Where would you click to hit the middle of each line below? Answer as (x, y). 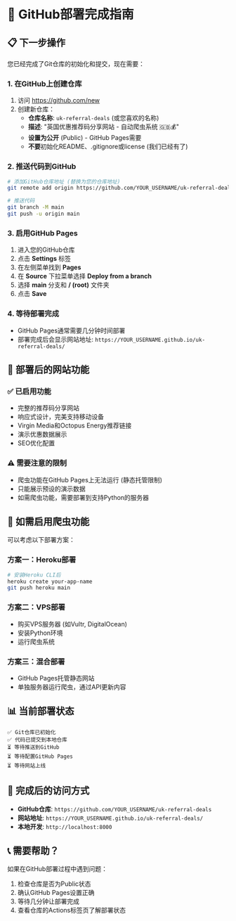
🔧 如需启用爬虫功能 (48, 521)
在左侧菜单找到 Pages (49, 267)
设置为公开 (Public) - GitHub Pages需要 (85, 138)
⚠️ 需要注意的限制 (37, 463)
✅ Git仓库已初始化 (32, 732)
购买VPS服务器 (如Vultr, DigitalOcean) (72, 624)
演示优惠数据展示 (42, 434)
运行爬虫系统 (36, 641)
